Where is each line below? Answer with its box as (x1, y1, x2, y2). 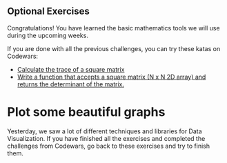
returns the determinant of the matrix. (17, 79, 124, 88)
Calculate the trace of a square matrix (17, 65, 125, 73)
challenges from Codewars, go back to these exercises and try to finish (7, 142, 210, 150)
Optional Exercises (7, 6, 90, 17)
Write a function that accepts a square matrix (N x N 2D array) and (17, 73, 206, 81)
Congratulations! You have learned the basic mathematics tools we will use (7, 23, 220, 32)
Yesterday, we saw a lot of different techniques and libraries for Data (7, 127, 202, 135)
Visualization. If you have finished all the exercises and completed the (7, 134, 206, 142)
